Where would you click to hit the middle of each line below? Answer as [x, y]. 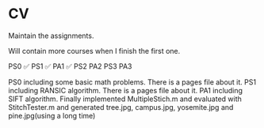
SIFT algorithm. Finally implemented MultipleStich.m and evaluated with [125, 99]
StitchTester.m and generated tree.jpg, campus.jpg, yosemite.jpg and [121, 107]
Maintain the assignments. [51, 36]
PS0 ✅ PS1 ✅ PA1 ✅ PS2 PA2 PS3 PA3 [70, 66]
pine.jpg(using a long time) [52, 115]
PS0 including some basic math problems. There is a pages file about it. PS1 [132, 82]
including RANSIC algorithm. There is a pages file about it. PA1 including [126, 90]
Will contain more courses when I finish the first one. [94, 51]
